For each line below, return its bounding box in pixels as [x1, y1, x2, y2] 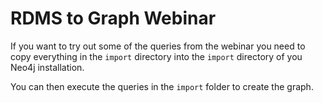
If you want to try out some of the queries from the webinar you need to [10, 40, 306, 52]
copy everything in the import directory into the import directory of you [10, 50, 303, 62]
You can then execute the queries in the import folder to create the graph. [10, 80, 314, 92]
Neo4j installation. [10, 61, 85, 73]
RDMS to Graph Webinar [10, 7, 217, 30]
